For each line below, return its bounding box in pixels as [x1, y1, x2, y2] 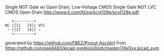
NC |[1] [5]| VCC [5, 23, 45, 28]
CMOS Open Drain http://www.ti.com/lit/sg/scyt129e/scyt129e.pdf [5, 9, 139, 15]
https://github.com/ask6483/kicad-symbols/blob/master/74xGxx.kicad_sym [5, 45, 159, 51]
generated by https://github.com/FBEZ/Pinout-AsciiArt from [5, 40, 127, 46]
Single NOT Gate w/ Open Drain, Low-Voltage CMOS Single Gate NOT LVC [5, 4, 156, 10]
